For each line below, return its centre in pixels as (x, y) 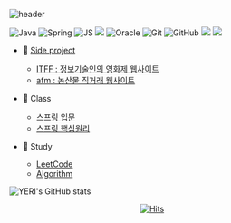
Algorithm (54, 174)
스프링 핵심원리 (63, 128)
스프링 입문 (55, 117)
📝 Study (37, 146)
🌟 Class (37, 98)
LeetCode (54, 164)
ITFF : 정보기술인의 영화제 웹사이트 (98, 69)
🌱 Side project (49, 50)
